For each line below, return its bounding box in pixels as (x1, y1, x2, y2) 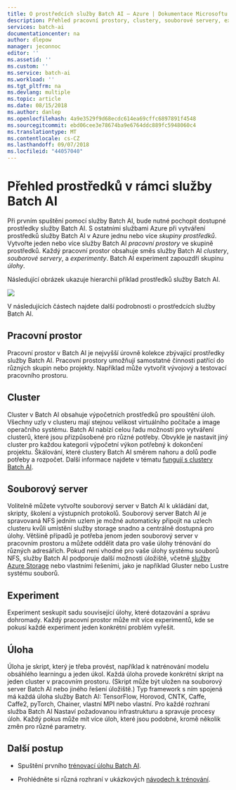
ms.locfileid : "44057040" (7, 148, 83, 155)
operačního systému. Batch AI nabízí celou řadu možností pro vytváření (7, 425, 214, 433)
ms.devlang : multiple (7, 89, 71, 96)
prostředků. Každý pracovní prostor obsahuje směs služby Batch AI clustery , (7, 246, 229, 254)
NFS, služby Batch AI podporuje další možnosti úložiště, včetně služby (7, 554, 211, 562)
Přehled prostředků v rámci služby (7, 178, 213, 195)
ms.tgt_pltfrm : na (7, 82, 61, 90)
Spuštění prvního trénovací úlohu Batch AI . (17, 761, 142, 770)
